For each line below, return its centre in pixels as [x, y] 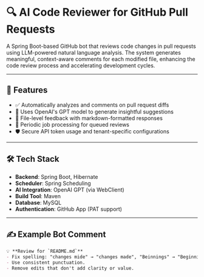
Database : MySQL [38, 202]
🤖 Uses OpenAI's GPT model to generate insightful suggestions [94, 112]
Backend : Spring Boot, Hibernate [56, 176]
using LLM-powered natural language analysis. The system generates [93, 52]
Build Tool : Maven [38, 196]
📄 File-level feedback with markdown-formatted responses [89, 118]
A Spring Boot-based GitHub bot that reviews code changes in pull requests [101, 46]
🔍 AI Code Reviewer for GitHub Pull [97, 12]
